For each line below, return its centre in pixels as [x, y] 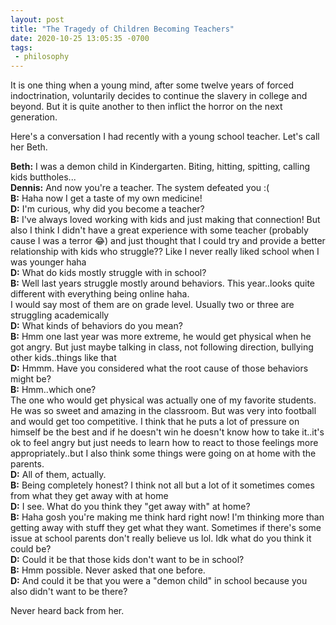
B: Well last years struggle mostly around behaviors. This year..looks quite [163, 283]
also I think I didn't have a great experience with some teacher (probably [159, 230]
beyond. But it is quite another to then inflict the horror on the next [146, 107]
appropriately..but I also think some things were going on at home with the [163, 453]
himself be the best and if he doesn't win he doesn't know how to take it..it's [167, 432]
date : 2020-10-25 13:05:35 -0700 [80, 38]
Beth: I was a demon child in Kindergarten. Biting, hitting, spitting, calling [160, 167]
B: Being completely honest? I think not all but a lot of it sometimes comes [162, 485]
